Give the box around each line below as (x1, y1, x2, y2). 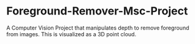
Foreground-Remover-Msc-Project (6, 4, 188, 18)
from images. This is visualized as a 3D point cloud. (6, 30, 137, 37)
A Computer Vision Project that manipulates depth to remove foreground (6, 24, 189, 31)
